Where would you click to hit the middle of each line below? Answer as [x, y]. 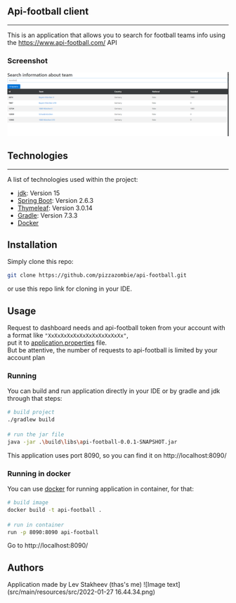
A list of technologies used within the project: [73, 179]
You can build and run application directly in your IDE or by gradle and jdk [114, 391]
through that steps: [35, 399]
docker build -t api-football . [54, 510]
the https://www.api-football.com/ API [62, 42]
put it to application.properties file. [57, 343]
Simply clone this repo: [40, 262]
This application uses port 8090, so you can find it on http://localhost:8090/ [117, 455]
